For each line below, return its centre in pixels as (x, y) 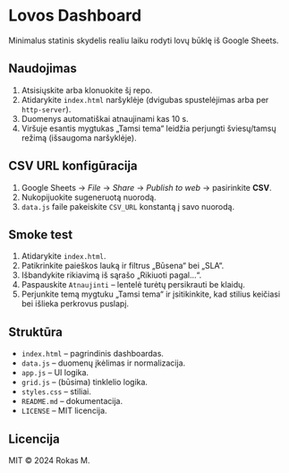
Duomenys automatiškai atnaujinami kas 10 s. (105, 118)
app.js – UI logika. (55, 373)
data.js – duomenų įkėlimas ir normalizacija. (103, 363)
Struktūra (36, 332)
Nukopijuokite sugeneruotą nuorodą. (89, 197)
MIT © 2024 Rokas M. (49, 460)
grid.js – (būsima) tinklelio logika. (85, 383)
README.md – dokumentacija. (72, 401)
